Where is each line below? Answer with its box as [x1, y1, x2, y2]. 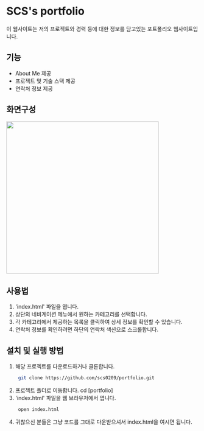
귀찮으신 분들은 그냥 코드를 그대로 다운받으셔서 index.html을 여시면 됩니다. [15, 418, 193, 426]
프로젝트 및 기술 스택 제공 [15, 77, 76, 85]
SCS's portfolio [6, 4, 85, 18]
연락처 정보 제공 [15, 85, 53, 92]
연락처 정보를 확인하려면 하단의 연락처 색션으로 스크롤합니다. [15, 326, 159, 333]
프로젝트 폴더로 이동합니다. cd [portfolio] [15, 387, 113, 394]
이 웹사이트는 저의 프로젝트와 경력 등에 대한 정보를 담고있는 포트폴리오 [6, 25, 172, 32]
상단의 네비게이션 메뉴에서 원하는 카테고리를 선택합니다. [15, 310, 147, 318]
